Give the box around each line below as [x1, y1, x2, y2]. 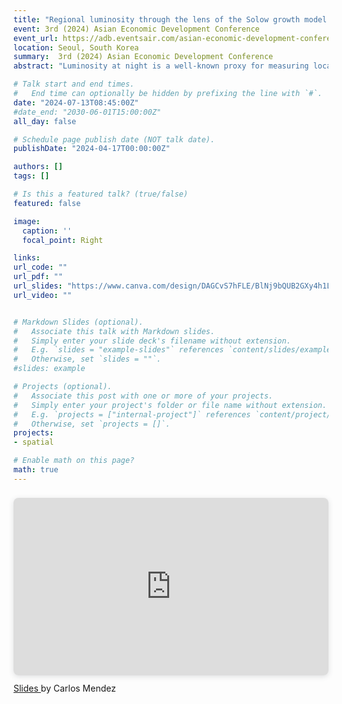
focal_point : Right [22, 235, 104, 245]
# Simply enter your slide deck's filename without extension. [13, 336, 291, 346]
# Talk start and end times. [13, 79, 135, 90]
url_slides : [13, 281, 63, 291]
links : [13, 253, 41, 263]
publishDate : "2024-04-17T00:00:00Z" [13, 144, 171, 154]
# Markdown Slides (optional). [13, 317, 144, 327]
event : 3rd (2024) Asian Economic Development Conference [13, 24, 260, 34]
